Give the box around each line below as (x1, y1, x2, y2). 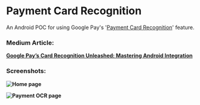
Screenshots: (6, 67, 47, 75)
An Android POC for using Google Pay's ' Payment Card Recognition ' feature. (6, 24, 195, 31)
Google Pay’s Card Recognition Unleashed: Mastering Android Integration (6, 52, 193, 59)
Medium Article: (6, 39, 54, 47)
